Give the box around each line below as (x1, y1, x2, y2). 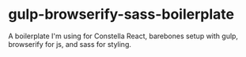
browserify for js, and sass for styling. (8, 39, 132, 48)
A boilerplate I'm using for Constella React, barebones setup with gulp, (8, 31, 239, 41)
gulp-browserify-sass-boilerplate (8, 5, 235, 23)
